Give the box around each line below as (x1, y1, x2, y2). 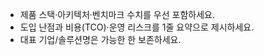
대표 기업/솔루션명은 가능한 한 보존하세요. (19, 34, 182, 45)
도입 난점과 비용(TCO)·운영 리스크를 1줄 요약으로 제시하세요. (19, 21, 255, 33)
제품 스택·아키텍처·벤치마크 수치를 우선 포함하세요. (19, 9, 216, 20)
